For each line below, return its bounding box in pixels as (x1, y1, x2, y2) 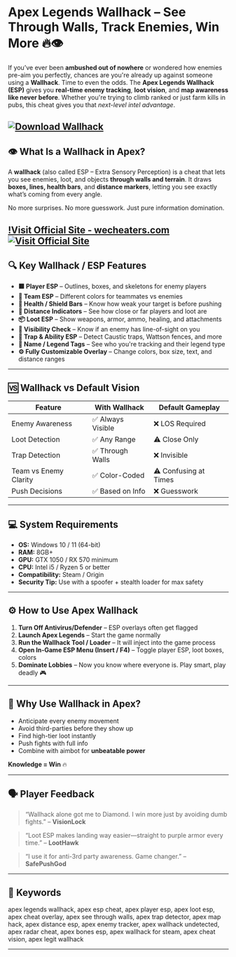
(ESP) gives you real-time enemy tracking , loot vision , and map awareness (8, 86, 229, 94)
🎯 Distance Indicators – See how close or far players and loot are (18, 307, 207, 315)
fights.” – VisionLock (25, 817, 86, 826)
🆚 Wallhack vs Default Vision (8, 381, 140, 393)
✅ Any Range (92, 435, 136, 444)
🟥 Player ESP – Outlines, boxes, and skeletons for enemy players (18, 282, 207, 291)
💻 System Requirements (8, 518, 118, 530)
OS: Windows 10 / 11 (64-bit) (18, 541, 101, 549)
